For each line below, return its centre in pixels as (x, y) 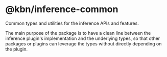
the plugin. (17, 49)
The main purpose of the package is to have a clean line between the (78, 33)
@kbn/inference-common (62, 9)
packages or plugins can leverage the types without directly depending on (83, 43)
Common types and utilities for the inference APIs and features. (72, 23)
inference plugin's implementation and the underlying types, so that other (83, 38)
